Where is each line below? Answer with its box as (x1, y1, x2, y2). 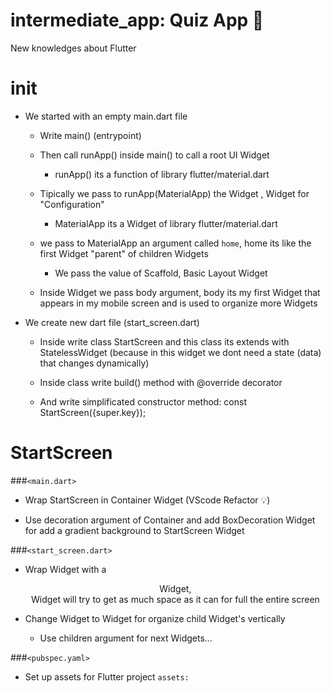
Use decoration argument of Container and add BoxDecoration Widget (24, 514, 316, 526)
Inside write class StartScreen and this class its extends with (39, 335, 290, 348)
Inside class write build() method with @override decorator (39, 376, 283, 388)
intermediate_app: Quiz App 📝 (10, 9, 265, 32)
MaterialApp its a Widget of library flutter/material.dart (54, 217, 278, 229)
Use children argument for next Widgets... (39, 632, 213, 644)
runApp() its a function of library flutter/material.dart (54, 168, 270, 180)
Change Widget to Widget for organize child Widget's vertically (24, 612, 286, 624)
